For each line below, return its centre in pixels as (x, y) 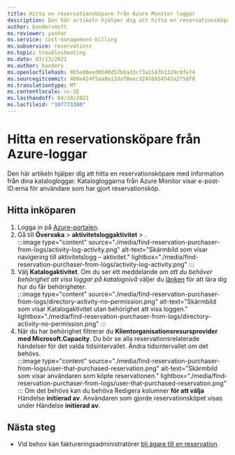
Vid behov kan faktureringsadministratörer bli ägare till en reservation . (118, 444)
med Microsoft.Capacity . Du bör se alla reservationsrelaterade (108, 338)
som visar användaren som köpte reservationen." (88, 375)
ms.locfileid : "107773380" (47, 105)
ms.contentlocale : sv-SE (43, 92)
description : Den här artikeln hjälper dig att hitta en (92, 20)
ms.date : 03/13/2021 (37, 59)
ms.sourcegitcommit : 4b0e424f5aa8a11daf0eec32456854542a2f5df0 (101, 79)
